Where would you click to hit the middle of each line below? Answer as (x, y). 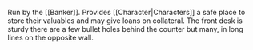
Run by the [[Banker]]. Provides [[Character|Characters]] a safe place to (127, 12)
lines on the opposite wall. (50, 37)
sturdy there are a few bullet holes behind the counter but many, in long (125, 29)
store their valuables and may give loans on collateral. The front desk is (125, 21)
